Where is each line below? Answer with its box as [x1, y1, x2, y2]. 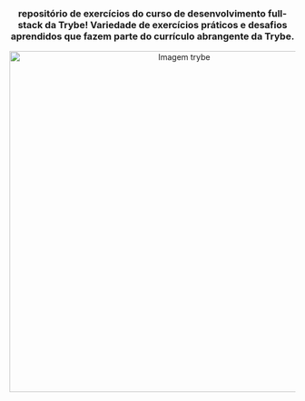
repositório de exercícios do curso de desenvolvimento [17, 7, 266, 20]
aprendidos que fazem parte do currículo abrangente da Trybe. [10, 30, 295, 43]
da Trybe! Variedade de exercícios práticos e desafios [44, 18, 288, 31]
